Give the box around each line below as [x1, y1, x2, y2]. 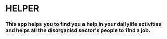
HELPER [5, 3, 39, 14]
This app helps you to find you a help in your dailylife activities [5, 21, 162, 28]
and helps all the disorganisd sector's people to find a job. [5, 27, 151, 34]
